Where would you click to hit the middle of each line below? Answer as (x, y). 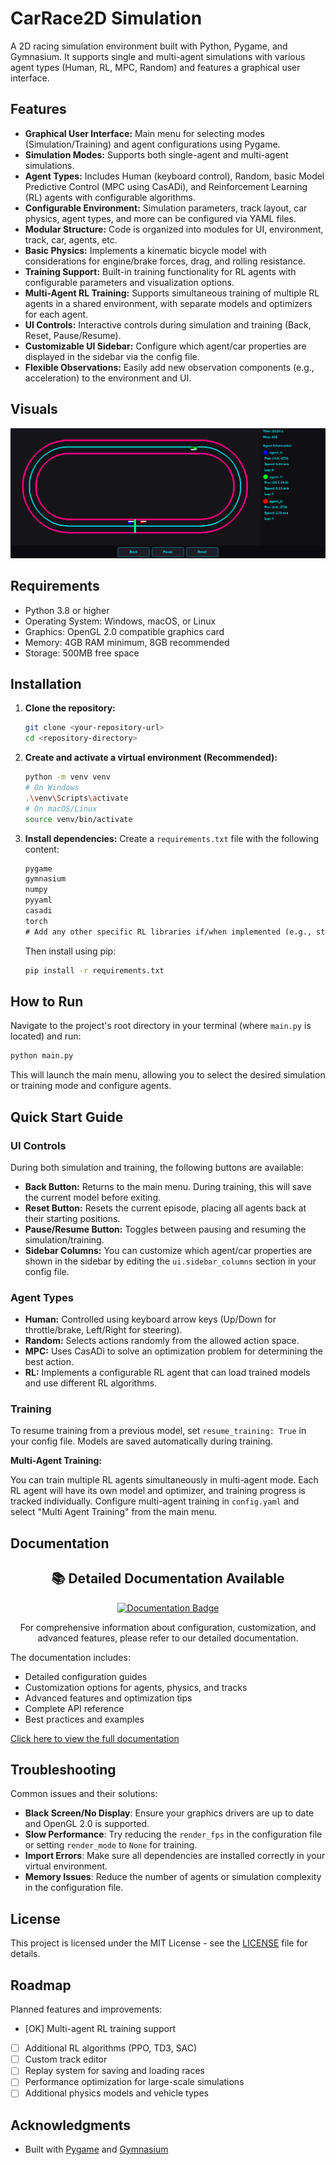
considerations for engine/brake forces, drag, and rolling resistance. (165, 261)
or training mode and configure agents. (91, 1086)
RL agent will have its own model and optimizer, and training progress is (158, 1491)
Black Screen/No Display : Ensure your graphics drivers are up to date (169, 1813)
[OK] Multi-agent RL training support (100, 2029)
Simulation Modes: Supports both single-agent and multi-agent (156, 154)
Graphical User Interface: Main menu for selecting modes (144, 133)
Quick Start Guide (67, 1117)
